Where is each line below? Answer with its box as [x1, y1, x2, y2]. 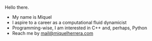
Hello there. [5, 5, 29, 10]
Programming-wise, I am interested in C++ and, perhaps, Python [12, 25, 147, 31]
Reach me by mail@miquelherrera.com [12, 30, 93, 36]
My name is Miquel [12, 14, 52, 20]
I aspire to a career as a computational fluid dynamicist [12, 20, 127, 25]
